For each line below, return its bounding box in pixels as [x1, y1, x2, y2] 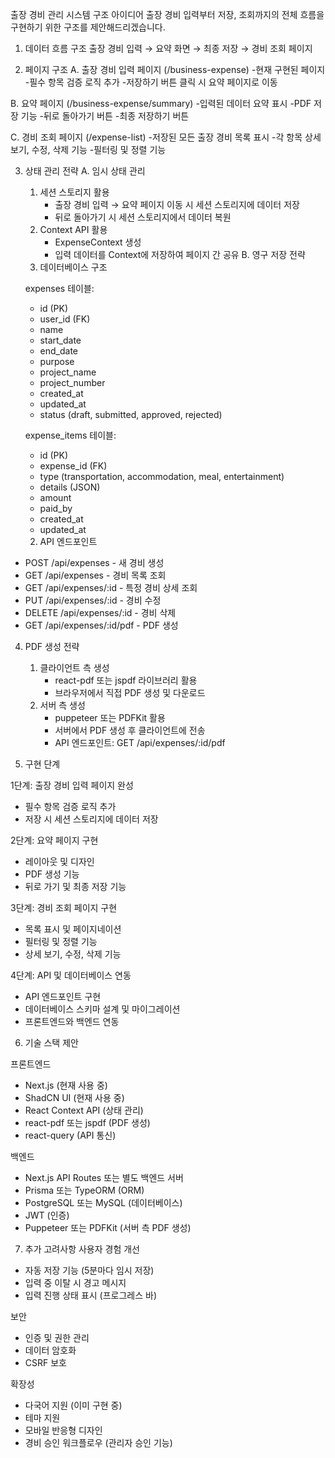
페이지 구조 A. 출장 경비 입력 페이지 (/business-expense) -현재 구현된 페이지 [24, 64, 326, 75]
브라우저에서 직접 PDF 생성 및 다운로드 [54, 687, 206, 698]
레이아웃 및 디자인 [24, 856, 95, 867]
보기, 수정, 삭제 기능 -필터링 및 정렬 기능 [10, 144, 167, 155]
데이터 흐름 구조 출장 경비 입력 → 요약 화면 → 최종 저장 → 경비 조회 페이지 [24, 43, 313, 54]
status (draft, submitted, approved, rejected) [39, 409, 223, 420]
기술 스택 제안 [24, 1037, 79, 1048]
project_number [39, 377, 106, 388]
